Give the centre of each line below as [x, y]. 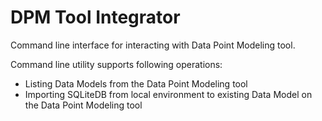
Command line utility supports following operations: [116, 64]
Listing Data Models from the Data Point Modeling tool [136, 83]
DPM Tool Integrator [95, 17]
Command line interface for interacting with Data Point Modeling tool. [153, 45]
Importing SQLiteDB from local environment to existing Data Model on [168, 94]
